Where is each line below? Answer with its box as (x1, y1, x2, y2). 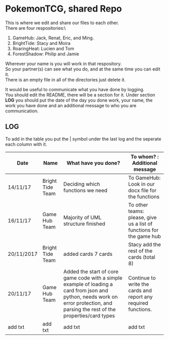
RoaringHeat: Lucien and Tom (12, 45, 74, 51)
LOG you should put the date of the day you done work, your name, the (5, 97, 153, 103)
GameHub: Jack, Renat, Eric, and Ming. (12, 35, 94, 41)
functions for (128, 226, 159, 233)
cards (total (128, 253, 155, 260)
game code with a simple (63, 274, 123, 281)
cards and (128, 287, 152, 294)
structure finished (63, 220, 106, 227)
